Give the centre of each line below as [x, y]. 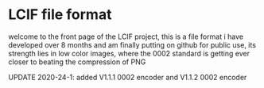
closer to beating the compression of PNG [77, 62]
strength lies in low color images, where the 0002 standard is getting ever [129, 53]
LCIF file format [60, 15]
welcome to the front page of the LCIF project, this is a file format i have [126, 36]
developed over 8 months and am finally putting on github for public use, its [132, 44]
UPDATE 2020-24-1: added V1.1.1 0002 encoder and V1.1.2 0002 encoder [128, 77]
